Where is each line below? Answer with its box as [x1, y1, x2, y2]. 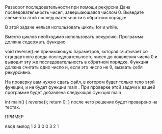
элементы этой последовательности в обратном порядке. [5, 15, 128, 20]
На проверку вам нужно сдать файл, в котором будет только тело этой [5, 79, 155, 85]
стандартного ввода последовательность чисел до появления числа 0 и [5, 54, 158, 60]
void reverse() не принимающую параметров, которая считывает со [5, 49, 148, 54]
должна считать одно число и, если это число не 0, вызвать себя [5, 64, 143, 70]
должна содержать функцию [5, 39, 66, 45]
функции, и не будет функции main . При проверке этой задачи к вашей [5, 84, 156, 90]
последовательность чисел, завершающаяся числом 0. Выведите [5, 9, 144, 15]
